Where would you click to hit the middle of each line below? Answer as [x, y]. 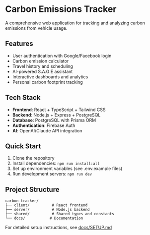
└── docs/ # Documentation [44, 218]
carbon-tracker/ [22, 201]
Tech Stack [23, 98]
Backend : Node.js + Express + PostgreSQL [56, 115]
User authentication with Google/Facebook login [62, 56]
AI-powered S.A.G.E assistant [42, 71]
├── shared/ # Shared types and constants [60, 214]
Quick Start [23, 146]
